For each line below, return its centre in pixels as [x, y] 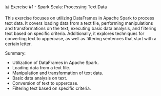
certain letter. [18, 44]
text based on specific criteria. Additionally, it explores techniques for [75, 33]
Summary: [15, 53]
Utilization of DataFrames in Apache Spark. [55, 63]
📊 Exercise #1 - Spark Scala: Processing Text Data [56, 7]
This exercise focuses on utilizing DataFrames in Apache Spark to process [80, 18]
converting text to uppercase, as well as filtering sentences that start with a [81, 39]
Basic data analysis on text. [40, 78]
